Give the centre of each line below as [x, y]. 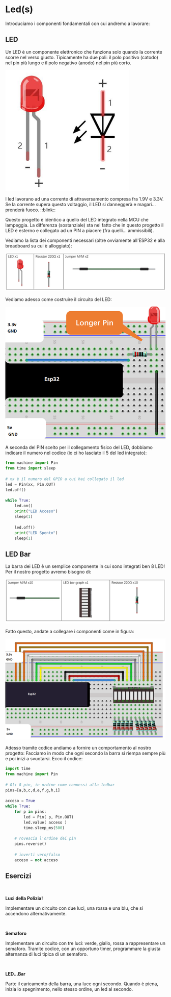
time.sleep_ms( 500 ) [44, 828]
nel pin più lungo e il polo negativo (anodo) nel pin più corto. [68, 63]
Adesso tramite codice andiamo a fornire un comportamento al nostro [78, 748]
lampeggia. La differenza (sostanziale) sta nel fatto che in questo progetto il [84, 225]
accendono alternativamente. [36, 913]
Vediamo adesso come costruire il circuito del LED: [59, 300]
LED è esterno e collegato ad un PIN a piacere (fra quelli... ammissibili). [80, 230]
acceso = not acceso [36, 860]
